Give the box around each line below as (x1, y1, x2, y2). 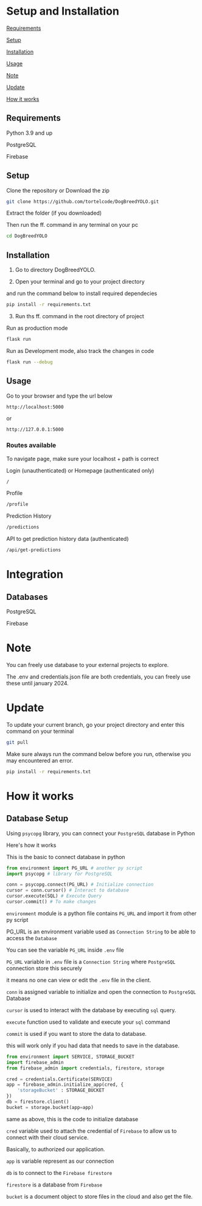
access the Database (6, 934, 57, 941)
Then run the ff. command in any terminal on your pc (6, 221, 139, 229)
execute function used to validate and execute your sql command (6, 1018, 170, 1026)
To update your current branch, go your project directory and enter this (6, 721, 184, 728)
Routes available (6, 441, 57, 449)
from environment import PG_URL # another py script (6, 865, 143, 871)
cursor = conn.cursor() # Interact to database (6, 887, 130, 894)
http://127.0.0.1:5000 (6, 427, 64, 433)
